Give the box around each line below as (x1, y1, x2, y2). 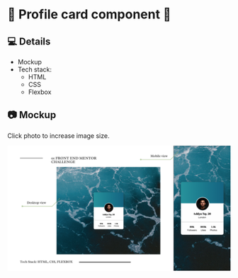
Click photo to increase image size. (7, 131, 110, 140)
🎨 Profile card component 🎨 (7, 6, 171, 23)
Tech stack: (17, 65, 52, 74)
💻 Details (7, 35, 51, 47)
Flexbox (28, 88, 52, 96)
